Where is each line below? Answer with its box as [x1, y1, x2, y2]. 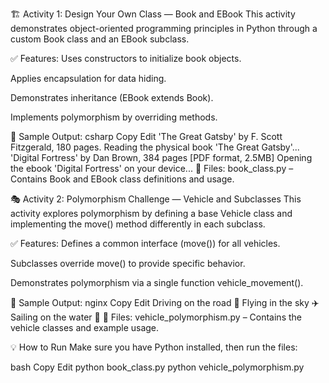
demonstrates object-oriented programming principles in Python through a [10, 23, 318, 34]
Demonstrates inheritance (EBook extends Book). [10, 92, 214, 103]
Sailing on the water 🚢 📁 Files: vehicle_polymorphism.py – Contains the [10, 311, 302, 323]
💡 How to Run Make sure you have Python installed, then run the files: [10, 341, 298, 353]
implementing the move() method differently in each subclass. [10, 218, 266, 230]
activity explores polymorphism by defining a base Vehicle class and [10, 208, 293, 219]
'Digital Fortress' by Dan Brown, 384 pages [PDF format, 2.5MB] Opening [10, 152, 313, 163]
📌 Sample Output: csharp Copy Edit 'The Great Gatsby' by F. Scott [10, 131, 283, 142]
